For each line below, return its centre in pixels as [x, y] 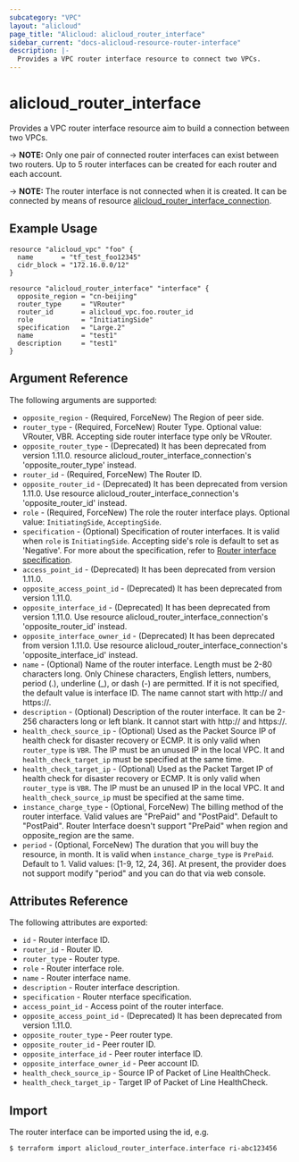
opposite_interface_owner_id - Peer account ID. [111, 1064]
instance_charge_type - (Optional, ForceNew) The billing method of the [153, 806]
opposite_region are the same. [78, 835]
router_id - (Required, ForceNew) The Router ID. [112, 474]
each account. [36, 173]
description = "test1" [67, 343]
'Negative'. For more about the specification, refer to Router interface [149, 550]
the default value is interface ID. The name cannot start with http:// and [153, 693]
